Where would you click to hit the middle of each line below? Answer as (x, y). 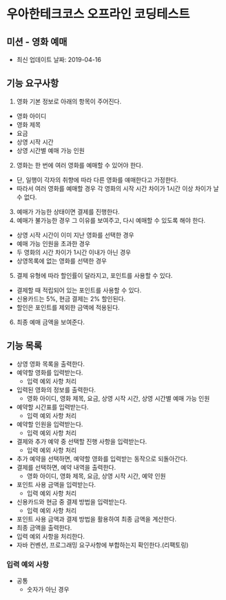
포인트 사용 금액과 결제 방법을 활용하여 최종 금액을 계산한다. (96, 519)
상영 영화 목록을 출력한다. (51, 363)
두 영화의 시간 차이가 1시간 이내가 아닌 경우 (74, 252)
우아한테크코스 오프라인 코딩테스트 (98, 14)
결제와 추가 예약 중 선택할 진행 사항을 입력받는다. (82, 441)
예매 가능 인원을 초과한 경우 (53, 243)
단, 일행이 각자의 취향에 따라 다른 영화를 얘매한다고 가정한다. (97, 179)
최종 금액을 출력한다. (44, 528)
